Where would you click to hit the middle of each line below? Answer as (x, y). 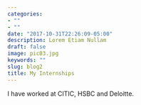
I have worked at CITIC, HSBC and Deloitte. (70, 94)
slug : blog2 (25, 67)
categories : (25, 14)
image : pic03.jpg (33, 54)
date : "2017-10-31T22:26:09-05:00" (60, 34)
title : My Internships (41, 73)
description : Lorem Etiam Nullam (57, 40)
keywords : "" (27, 60)
